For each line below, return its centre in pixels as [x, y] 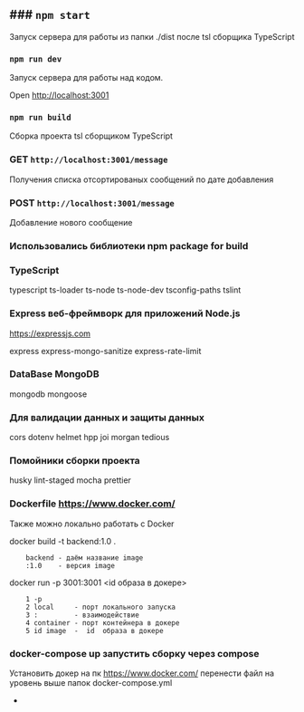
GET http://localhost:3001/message [89, 159]
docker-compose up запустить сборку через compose [134, 653]
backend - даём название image [85, 558]
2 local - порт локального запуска [101, 607]
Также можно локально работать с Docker [92, 524]
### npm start [50, 15]
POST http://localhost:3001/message [92, 203]
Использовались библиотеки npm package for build [129, 245]
